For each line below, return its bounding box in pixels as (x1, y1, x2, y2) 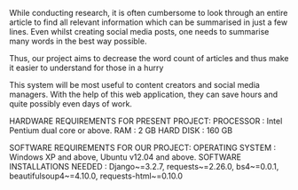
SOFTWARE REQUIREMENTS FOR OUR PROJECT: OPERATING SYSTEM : (9, 142, 277, 153)
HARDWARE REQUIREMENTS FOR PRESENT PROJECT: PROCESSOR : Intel (9, 115, 283, 126)
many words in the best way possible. (9, 36, 147, 46)
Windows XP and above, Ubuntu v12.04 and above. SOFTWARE (9, 152, 242, 162)
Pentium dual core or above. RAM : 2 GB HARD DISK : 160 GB (9, 125, 233, 136)
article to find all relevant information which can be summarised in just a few (9, 17, 288, 28)
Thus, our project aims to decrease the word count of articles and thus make (9, 53, 289, 63)
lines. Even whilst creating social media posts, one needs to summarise (9, 27, 270, 36)
